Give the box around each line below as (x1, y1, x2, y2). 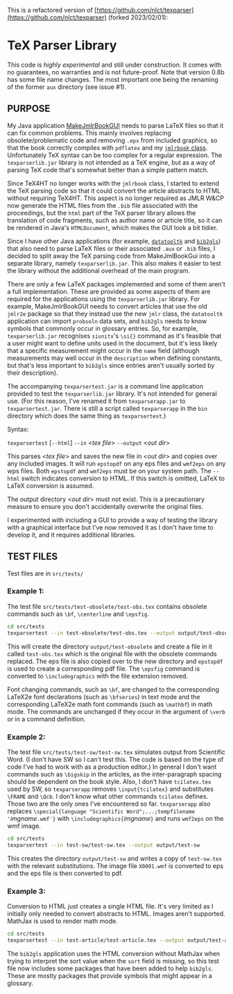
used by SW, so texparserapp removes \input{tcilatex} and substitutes (7, 785, 214, 793)
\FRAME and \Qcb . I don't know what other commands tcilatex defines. (7, 792, 209, 800)
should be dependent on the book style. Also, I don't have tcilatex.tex (7, 777, 212, 785)
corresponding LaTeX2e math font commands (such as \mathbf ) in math (7, 700, 213, 708)
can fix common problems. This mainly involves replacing (7, 129, 171, 137)
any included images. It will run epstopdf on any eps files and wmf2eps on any (7, 459, 226, 468)
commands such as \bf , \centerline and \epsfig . (7, 610, 150, 618)
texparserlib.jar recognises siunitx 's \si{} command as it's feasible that (7, 332, 222, 340)
